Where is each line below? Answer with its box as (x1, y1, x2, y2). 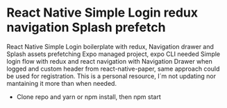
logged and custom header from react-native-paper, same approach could (6, 64, 220, 73)
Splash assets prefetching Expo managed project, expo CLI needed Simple (6, 50, 221, 58)
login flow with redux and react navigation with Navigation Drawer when (6, 57, 213, 65)
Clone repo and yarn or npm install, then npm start (16, 92, 161, 101)
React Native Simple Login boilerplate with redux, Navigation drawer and (6, 42, 215, 51)
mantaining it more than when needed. (6, 79, 117, 87)
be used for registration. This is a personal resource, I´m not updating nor (6, 71, 217, 80)
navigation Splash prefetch (6, 19, 166, 35)
